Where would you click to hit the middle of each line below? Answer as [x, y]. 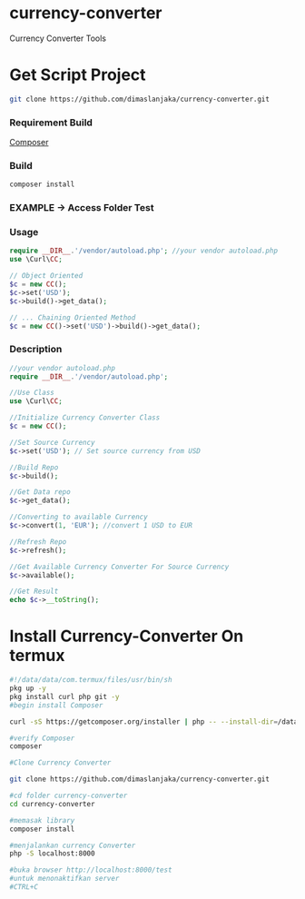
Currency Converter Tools [58, 38]
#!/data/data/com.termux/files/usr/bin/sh [91, 680]
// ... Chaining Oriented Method [73, 317]
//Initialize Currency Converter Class [85, 418]
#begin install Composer [56, 705]
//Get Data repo [40, 492]
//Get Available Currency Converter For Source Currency [119, 567]
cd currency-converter [52, 804]
